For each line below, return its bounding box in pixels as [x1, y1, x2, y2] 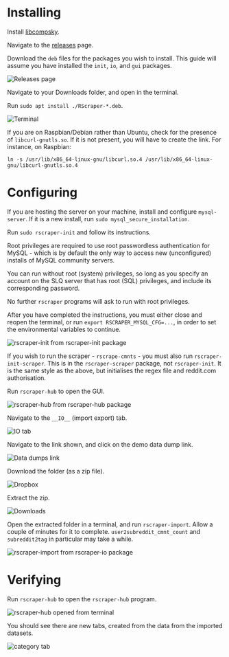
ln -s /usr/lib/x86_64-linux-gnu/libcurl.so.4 [7, 156, 143, 163]
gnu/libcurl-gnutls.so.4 [7, 162, 78, 169]
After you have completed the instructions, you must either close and [7, 311, 202, 319]
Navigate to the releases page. [7, 41, 94, 49]
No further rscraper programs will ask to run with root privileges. [7, 297, 190, 305]
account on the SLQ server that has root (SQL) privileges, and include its [7, 276, 212, 285]
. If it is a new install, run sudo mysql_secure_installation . [25, 214, 190, 223]
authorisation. [7, 373, 47, 382]
